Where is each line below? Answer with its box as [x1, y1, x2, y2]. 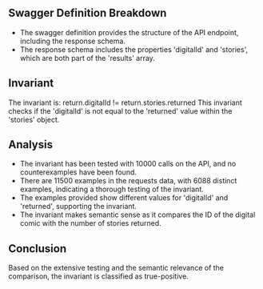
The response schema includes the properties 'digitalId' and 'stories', [19, 44, 249, 54]
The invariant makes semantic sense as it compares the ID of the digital [19, 210, 256, 219]
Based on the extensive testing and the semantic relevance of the [8, 263, 225, 273]
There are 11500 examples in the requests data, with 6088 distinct [19, 176, 237, 186]
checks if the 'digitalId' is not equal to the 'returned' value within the [8, 106, 233, 115]
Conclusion [8, 242, 67, 255]
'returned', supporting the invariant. [19, 202, 137, 211]
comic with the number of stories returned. [19, 219, 161, 228]
